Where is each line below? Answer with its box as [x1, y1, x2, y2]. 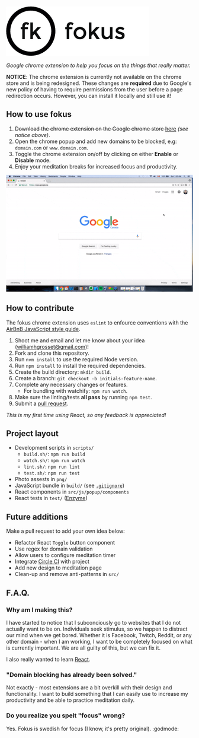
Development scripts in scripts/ [14, 444, 94, 451]
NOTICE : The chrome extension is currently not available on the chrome [6, 74, 182, 80]
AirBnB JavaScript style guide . [6, 325, 81, 332]
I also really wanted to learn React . [6, 656, 91, 663]
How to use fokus [6, 109, 72, 119]
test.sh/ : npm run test [23, 469, 80, 476]
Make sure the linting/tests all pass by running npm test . [14, 393, 152, 400]
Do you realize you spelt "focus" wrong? [6, 711, 126, 720]
